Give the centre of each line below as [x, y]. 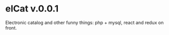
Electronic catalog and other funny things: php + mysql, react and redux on [84, 22]
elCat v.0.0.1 [32, 9]
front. [11, 27]
